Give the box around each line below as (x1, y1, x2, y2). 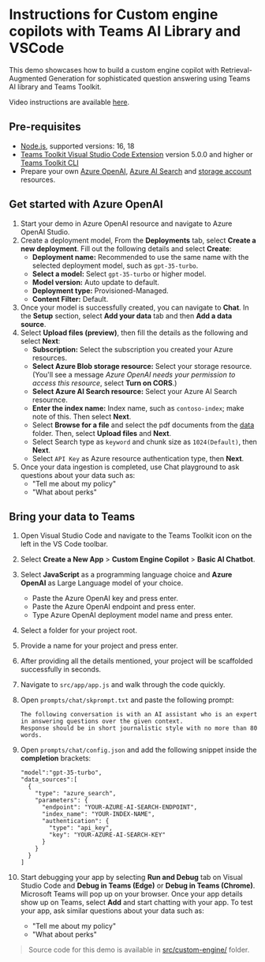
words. (20, 731, 43, 739)
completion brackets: (20, 753, 91, 763)
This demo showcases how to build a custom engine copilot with (9, 65, 219, 74)
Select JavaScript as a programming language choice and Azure (20, 570, 233, 580)
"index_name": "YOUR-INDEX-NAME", (41, 810, 155, 818)
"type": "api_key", (49, 824, 113, 832)
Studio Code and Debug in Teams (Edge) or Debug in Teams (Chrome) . (20, 881, 256, 890)
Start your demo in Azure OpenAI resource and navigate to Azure (20, 219, 233, 228)
